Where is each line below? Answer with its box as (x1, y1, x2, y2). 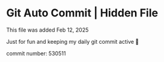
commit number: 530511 (6, 49, 67, 57)
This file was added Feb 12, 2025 (6, 26, 89, 33)
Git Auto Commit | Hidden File (6, 6, 159, 20)
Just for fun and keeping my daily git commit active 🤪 (6, 38, 139, 45)
